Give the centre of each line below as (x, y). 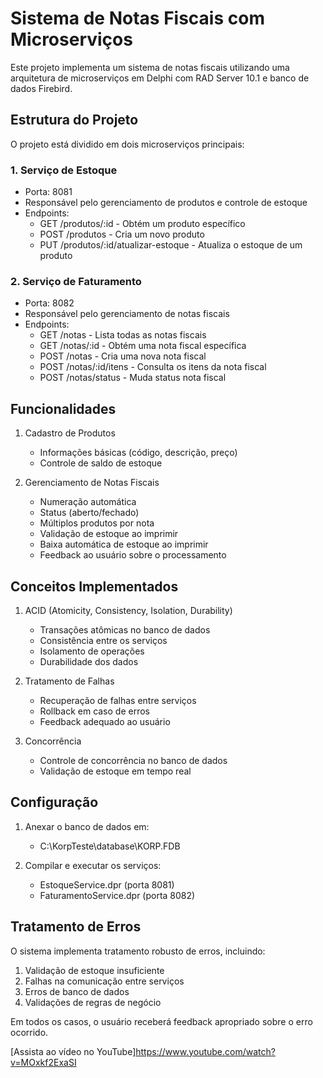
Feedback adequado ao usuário (105, 721)
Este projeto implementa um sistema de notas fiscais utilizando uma (150, 67)
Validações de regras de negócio (93, 1002)
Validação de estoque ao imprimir (109, 534)
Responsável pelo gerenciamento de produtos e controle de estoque (166, 203)
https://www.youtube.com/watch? (205, 1051)
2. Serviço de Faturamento (76, 281)
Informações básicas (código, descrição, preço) (138, 453)
